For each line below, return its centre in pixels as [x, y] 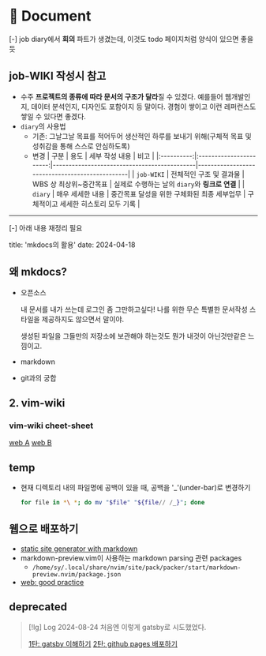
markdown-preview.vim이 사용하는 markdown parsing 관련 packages [131, 558]
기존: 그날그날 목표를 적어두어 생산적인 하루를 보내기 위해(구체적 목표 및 [142, 136]
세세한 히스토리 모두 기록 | [100, 204]
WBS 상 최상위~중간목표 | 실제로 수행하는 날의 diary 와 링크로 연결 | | [139, 184]
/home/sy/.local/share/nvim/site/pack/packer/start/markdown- [137, 568]
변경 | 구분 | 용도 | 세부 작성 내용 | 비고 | [93, 156]
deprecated [38, 607]
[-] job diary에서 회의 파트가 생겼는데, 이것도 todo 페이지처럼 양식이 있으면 [124, 39]
